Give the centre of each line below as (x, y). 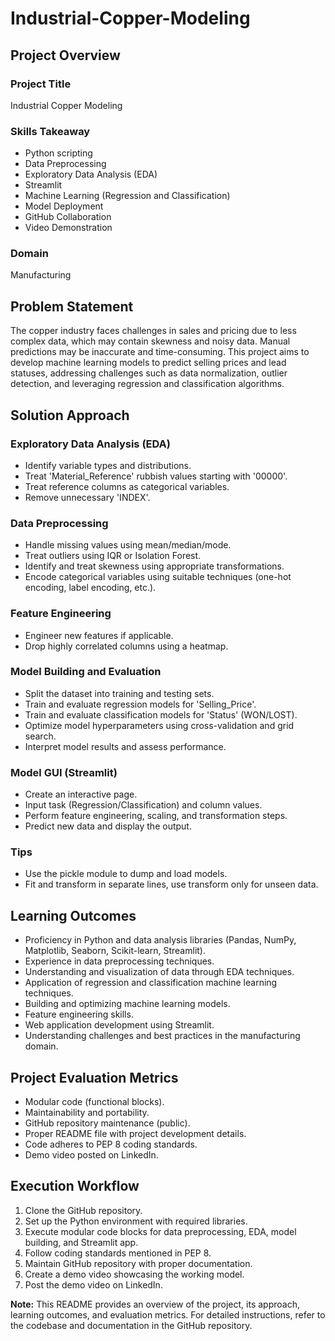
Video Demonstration (68, 228)
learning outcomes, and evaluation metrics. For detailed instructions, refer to (168, 1314)
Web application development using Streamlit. (119, 1025)
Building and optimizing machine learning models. (127, 1004)
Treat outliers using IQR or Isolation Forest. (113, 556)
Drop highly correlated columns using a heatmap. (126, 646)
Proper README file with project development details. (135, 1134)
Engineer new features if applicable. (99, 635)
